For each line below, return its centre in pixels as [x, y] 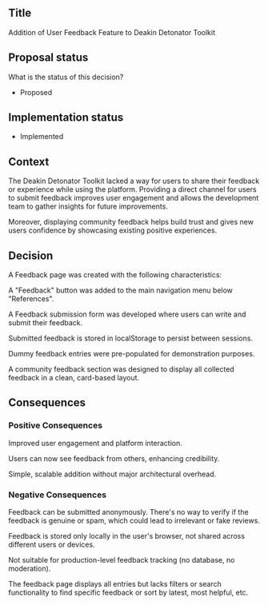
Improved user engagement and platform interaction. [95, 443]
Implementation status [66, 118]
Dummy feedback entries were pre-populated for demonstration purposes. [132, 354]
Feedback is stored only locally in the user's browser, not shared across [127, 536]
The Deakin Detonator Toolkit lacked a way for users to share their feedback [134, 181]
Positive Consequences [55, 425]
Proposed [36, 92]
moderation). [30, 569]
